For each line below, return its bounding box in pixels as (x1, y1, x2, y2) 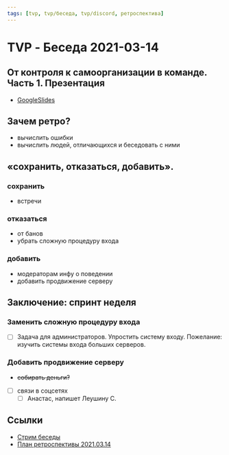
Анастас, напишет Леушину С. (27, 394, 117, 402)
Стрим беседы (16, 432, 60, 441)
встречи (16, 197, 42, 206)
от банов (16, 230, 43, 238)
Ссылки (7, 415, 43, 426)
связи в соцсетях (16, 386, 69, 395)
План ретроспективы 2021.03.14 (16, 440, 111, 448)
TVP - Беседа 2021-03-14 (7, 39, 159, 55)
